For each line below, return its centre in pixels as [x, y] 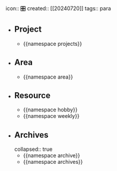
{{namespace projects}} [53, 43]
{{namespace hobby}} [50, 110]
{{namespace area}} [48, 77]
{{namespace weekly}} [51, 116]
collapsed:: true [33, 149]
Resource [32, 96]
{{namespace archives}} [53, 162]
